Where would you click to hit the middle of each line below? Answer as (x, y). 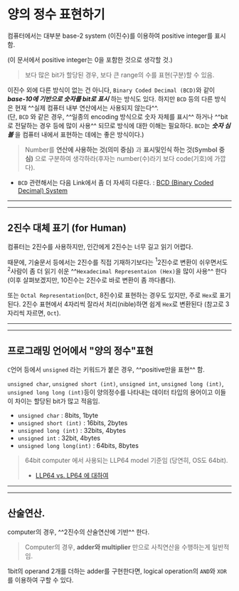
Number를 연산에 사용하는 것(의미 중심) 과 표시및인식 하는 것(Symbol (121, 150)
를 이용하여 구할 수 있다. (41, 580)
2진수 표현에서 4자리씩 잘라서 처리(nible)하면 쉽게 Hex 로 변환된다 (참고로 (123, 304)
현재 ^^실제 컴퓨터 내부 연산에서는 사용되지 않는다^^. (86, 108)
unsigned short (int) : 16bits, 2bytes (73, 423)
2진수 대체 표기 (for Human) (67, 228)
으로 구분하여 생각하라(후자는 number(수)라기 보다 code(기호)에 (124, 158)
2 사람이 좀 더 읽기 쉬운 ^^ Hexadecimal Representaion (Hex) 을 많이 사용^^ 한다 (117, 271)
